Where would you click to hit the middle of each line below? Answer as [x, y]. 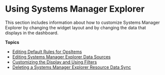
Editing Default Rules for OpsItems [47, 52]
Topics [12, 42]
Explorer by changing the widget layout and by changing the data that [76, 27]
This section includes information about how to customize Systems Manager [82, 22]
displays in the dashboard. [32, 33]
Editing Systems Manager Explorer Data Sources [61, 56]
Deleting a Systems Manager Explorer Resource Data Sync [71, 67]
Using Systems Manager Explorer [75, 9]
